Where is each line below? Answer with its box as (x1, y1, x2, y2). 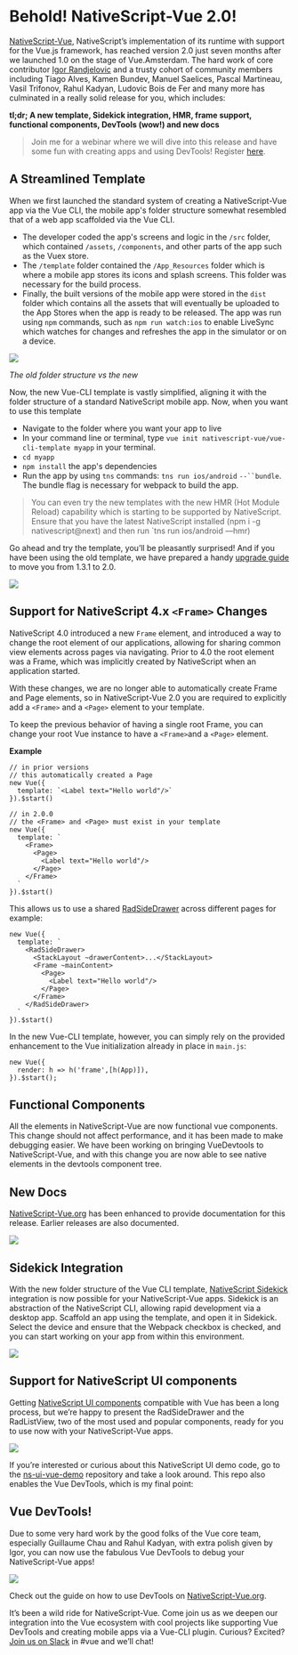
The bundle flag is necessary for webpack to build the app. (21, 479, 239, 491)
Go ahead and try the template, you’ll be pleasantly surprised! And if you (9, 542, 276, 553)
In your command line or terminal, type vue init (21, 432, 198, 442)
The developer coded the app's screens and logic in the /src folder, (21, 231, 271, 242)
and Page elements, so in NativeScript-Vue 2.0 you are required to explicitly (9, 692, 287, 702)
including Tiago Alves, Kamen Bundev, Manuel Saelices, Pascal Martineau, (9, 73, 283, 84)
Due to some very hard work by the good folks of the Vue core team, (9, 1528, 262, 1538)
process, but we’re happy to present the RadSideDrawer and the (9, 1407, 245, 1417)
